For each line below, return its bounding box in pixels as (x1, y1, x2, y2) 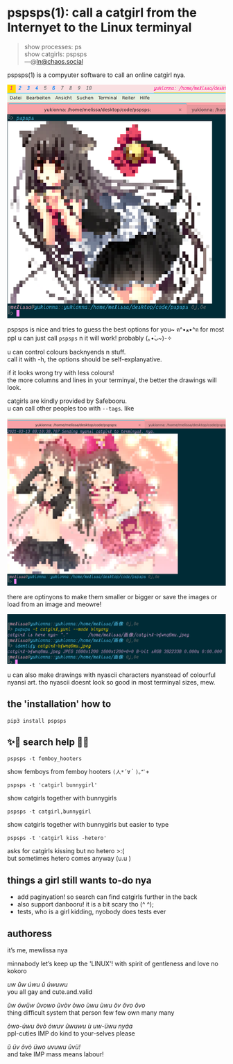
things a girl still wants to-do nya (7, 874, 152, 886)
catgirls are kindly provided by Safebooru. (7, 397, 127, 405)
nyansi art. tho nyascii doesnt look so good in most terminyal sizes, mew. (7, 678, 216, 686)
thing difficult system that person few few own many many (7, 1009, 175, 1017)
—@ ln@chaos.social (24, 57, 83, 65)
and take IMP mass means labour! (7, 1050, 104, 1058)
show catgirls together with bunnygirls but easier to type (7, 821, 169, 829)
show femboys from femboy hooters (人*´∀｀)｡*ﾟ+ (7, 768, 150, 776)
